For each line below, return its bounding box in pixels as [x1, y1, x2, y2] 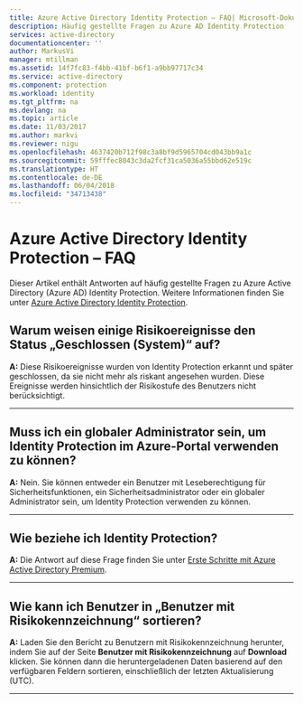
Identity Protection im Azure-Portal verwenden [9, 439, 280, 455]
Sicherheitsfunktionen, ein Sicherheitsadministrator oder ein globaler [9, 486, 265, 497]
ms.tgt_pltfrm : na [9, 97, 78, 107]
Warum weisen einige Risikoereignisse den [9, 323, 256, 339]
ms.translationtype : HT [9, 164, 99, 173]
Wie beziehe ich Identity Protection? [9, 530, 218, 546]
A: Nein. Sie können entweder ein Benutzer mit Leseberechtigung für [9, 476, 266, 488]
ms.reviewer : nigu [9, 139, 78, 148]
